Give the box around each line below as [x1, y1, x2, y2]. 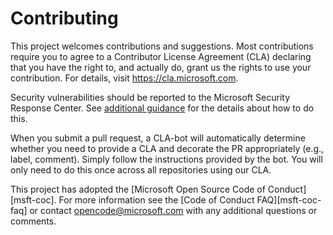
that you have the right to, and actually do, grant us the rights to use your [10, 61, 312, 73]
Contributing [10, 7, 119, 30]
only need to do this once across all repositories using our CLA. [10, 163, 272, 176]
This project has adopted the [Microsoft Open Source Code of [10, 183, 266, 195]
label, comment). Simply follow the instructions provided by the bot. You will [10, 153, 323, 165]
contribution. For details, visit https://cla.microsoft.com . [10, 72, 239, 84]
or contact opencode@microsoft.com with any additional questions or [29, 204, 318, 216]
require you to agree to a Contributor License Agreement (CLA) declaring [10, 50, 312, 62]
